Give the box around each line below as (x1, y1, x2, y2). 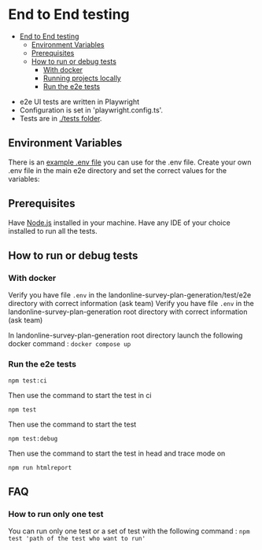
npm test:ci (8, 376, 47, 385)
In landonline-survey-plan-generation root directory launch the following (8, 330, 243, 340)
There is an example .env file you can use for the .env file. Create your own (8, 157, 252, 167)
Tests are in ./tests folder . (19, 113, 102, 123)
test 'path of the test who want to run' (8, 535, 146, 543)
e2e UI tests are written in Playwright (19, 97, 140, 106)
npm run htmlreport (8, 463, 72, 471)
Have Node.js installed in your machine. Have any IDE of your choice (8, 218, 231, 227)
